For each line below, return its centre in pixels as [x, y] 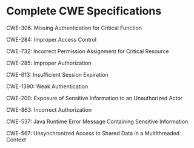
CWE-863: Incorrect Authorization [49, 109]
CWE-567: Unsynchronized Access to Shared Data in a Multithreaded [93, 133]
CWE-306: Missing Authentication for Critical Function [74, 28]
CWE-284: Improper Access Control [52, 39]
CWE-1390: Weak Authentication [47, 86]
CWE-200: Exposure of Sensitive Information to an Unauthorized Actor [95, 98]
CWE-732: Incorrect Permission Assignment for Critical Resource [88, 51]
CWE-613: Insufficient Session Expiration [57, 74]
